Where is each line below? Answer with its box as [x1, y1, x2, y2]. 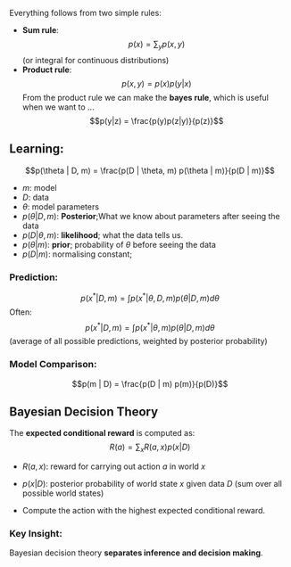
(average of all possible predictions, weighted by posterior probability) [9, 336, 268, 347]
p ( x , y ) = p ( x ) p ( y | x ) [121, 78, 192, 88]
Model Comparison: [9, 358, 97, 371]
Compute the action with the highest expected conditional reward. [21, 505, 266, 516]
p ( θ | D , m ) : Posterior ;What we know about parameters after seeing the [21, 210, 280, 221]
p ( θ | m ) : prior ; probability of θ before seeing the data [21, 239, 217, 250]
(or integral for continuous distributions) [21, 54, 170, 65]
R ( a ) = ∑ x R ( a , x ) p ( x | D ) [109, 441, 191, 455]
